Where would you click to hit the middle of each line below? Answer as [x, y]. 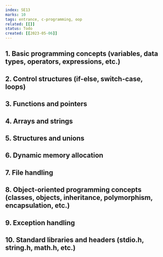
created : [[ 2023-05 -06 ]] [31, 33]
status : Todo [19, 29]
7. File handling [29, 172]
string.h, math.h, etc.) [40, 248]
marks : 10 [16, 15]
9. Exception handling [40, 223]
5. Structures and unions [45, 138]
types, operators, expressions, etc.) [63, 62]
